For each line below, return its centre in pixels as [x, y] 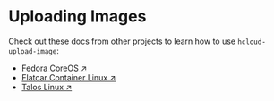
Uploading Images [77, 17]
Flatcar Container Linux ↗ [68, 77]
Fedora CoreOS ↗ [54, 68]
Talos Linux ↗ [47, 87]
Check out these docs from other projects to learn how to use [122, 41]
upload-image [33, 51]
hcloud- [252, 42]
